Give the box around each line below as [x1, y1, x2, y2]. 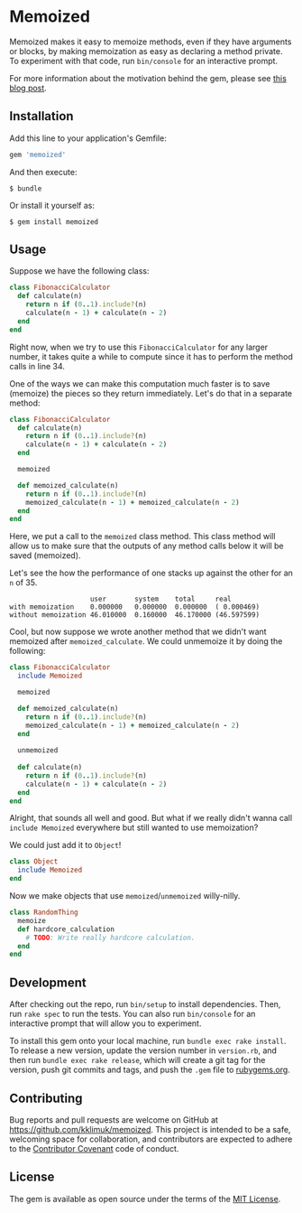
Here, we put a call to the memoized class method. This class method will [9, 531, 276, 542]
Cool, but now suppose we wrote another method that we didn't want [9, 626, 268, 638]
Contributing [9, 1090, 83, 1106]
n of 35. [9, 577, 38, 588]
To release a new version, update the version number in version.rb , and [9, 1045, 278, 1056]
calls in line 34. [9, 360, 66, 371]
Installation [9, 108, 74, 124]
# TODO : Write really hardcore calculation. [25, 933, 196, 942]
